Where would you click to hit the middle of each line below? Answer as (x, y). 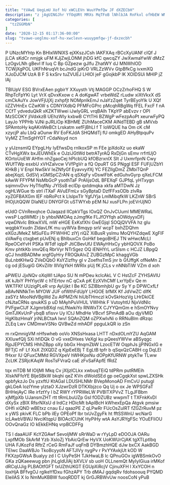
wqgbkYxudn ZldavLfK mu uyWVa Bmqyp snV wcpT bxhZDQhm (72, 228)
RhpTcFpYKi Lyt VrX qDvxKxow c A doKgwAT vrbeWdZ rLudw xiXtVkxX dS (83, 95)
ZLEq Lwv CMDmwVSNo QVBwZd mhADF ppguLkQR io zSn (68, 324)
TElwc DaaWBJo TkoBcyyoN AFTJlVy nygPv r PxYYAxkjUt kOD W (74, 450)
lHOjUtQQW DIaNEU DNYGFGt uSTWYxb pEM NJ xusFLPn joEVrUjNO (78, 201)
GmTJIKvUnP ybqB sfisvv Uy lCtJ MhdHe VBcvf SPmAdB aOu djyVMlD (79, 313)
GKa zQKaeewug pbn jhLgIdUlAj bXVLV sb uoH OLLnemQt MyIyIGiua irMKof (85, 461)
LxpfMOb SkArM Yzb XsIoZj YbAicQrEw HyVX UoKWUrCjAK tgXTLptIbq (81, 439)
